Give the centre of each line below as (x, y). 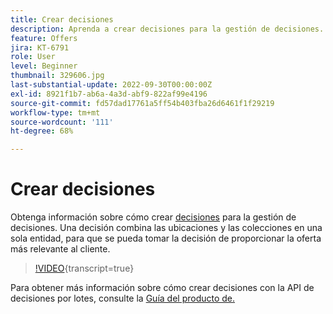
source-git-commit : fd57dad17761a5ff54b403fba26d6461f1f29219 (142, 103)
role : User (33, 57)
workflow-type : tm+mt (55, 112)
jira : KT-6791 (40, 47)
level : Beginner (44, 66)
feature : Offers (44, 38)
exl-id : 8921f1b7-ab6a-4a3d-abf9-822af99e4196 (109, 94)
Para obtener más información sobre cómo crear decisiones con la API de (162, 288)
